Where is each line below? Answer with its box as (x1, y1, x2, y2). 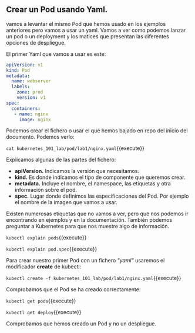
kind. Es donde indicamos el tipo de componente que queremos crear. (14, 174, 186, 181)
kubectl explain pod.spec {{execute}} (6, 245, 97, 252)
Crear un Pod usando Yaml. (6, 5, 108, 15)
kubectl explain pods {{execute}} (6, 234, 87, 241)
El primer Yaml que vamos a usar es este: (6, 50, 106, 58)
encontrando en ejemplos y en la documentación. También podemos (6, 217, 173, 224)
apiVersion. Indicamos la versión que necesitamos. (14, 168, 140, 175)
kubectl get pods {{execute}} (6, 297, 76, 305)
